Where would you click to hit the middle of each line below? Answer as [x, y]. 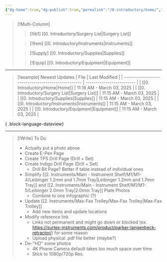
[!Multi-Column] [34, 24]
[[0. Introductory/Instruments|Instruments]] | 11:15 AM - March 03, [85, 103]
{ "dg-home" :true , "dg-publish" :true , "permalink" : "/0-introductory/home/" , [83, 10]
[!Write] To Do [32, 138]
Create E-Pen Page [44, 153]
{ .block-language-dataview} [35, 124]
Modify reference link [47, 217]
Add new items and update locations [70, 211]
